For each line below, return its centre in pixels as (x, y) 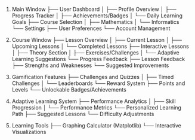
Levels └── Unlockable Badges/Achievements (69, 89)
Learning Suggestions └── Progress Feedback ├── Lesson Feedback (98, 59)
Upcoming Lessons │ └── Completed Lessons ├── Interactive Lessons (100, 46)
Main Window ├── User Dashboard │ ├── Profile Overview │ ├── (94, 9)
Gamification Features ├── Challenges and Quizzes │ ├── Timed (93, 77)
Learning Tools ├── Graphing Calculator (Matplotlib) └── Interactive (97, 125)
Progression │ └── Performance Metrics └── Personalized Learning (97, 107)
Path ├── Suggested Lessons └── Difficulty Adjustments (83, 114)
